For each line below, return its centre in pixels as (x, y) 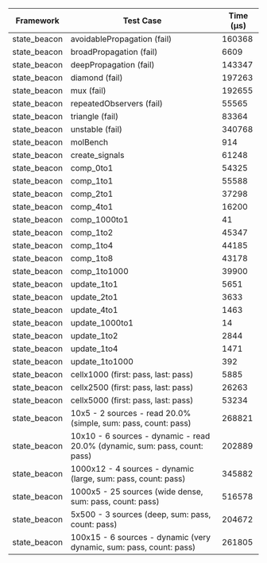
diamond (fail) (97, 77)
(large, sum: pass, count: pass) (128, 478)
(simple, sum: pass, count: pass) (131, 423)
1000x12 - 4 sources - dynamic (132, 469)
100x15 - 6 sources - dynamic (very (140, 537)
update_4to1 (94, 310)
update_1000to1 (102, 323)
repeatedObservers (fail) (116, 104)
